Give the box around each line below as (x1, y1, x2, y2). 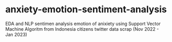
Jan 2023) (5, 31, 27, 37)
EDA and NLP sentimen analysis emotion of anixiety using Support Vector (5, 20, 161, 27)
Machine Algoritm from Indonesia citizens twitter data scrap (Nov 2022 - (5, 26, 159, 32)
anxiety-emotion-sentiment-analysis (5, 4, 167, 15)
